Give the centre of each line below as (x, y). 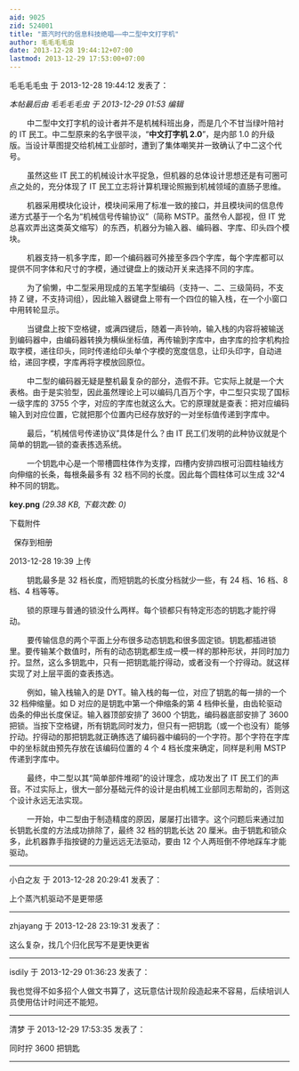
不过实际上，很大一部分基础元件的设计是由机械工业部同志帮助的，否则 (153, 789)
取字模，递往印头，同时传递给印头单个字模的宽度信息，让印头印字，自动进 (145, 351)
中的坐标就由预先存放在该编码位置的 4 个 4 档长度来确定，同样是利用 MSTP (148, 748)
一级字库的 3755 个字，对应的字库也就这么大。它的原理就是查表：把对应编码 (149, 403)
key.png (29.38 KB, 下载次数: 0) (68, 504)
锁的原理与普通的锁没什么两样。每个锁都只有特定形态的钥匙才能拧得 (151, 610)
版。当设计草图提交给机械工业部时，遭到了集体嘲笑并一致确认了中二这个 (141, 145)
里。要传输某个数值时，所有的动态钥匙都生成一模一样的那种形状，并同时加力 (149, 651)
